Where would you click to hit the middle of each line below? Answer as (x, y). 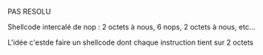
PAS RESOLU (29, 12)
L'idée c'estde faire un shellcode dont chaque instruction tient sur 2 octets (131, 42)
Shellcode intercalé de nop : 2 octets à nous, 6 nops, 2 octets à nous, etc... (131, 27)
